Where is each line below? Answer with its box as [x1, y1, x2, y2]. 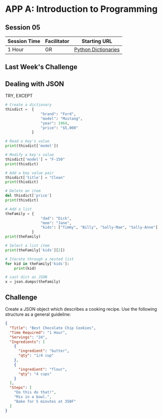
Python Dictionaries [74, 46, 120, 53]
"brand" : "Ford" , [40, 111, 77, 117]
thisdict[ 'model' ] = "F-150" [5, 157, 65, 162]
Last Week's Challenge [5, 63, 78, 71]
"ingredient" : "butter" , [18, 348, 70, 354]
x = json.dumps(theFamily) [5, 279, 61, 285]
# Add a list [5, 207, 32, 211]
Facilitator [45, 38, 70, 44]
